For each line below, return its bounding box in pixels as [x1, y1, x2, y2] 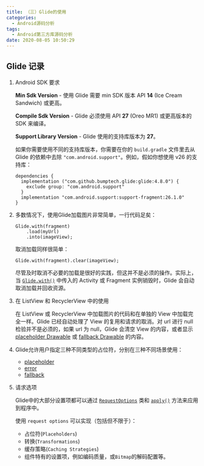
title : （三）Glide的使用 [6, 9, 67, 15]
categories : [6, 15, 37, 21]
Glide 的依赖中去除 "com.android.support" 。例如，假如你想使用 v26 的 [15, 153, 192, 160]
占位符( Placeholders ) [24, 430, 77, 437]
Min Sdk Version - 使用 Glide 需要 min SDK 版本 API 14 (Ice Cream [15, 91, 183, 99]
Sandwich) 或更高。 [15, 99, 65, 107]
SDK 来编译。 [15, 119, 50, 127]
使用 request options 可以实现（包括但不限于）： [15, 417, 137, 424]
